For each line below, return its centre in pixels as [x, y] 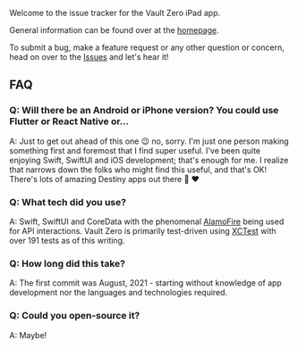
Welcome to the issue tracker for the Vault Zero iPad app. [115, 13]
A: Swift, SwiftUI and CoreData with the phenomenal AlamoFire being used [147, 221]
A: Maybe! [28, 335]
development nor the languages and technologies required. [119, 293]
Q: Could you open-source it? [75, 316]
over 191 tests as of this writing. [67, 240]
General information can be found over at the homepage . [114, 30]
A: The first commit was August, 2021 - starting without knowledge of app [145, 283]
